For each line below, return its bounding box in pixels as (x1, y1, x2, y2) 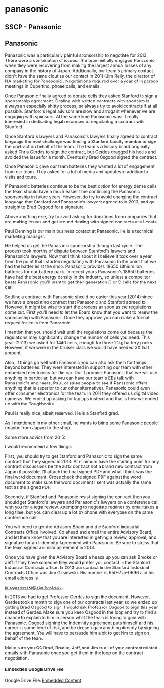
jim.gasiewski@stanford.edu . (5, 585, 63, 590)
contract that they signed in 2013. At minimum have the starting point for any (5, 459, 159, 465)
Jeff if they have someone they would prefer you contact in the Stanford (5, 560, 150, 566)
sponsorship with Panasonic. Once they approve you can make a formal (5, 315, 150, 321)
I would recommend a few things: (5, 444, 72, 450)
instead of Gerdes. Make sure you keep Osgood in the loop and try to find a (5, 609, 157, 615)
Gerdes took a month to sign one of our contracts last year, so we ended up (5, 599, 157, 605)
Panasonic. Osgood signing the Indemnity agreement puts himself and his (5, 620, 154, 626)
